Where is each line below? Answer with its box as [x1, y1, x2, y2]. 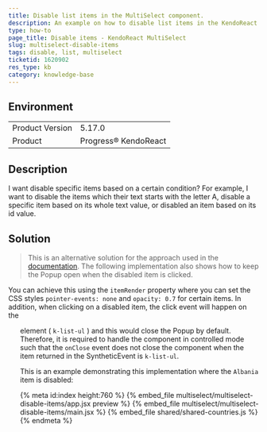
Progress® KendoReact [79, 136, 167, 147]
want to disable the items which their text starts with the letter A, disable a [8, 192, 250, 202]
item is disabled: [19, 375, 74, 385]
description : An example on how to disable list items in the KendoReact [8, 19, 258, 27]
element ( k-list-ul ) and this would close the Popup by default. [19, 326, 232, 336]
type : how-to [8, 26, 52, 34]
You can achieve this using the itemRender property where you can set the [8, 285, 251, 295]
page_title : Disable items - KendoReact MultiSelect [8, 33, 187, 42]
